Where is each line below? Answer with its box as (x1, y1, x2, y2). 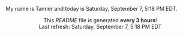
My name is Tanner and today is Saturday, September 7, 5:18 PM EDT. (5, 5, 178, 12)
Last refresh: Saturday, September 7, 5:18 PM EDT (38, 23, 162, 30)
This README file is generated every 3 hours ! (43, 17, 157, 23)
